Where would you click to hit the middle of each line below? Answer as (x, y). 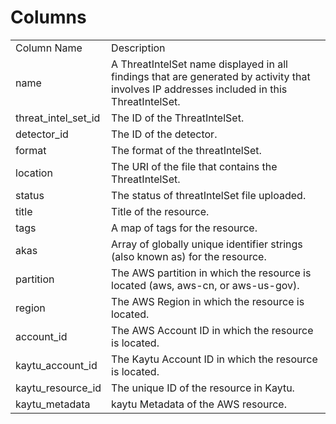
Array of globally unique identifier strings (207, 244)
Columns (48, 17)
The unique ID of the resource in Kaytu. (203, 388)
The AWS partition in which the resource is (211, 273)
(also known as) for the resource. (189, 256)
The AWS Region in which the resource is (208, 301)
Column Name (49, 48)
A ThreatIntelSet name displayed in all (199, 64)
